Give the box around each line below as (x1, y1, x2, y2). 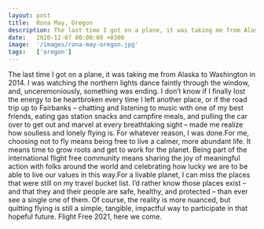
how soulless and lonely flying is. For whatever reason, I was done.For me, (8, 128, 250, 138)
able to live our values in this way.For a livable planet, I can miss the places (8, 170, 251, 179)
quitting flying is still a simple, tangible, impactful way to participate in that (8, 204, 248, 212)
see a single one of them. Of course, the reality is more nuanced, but (8, 195, 231, 205)
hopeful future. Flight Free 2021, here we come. (8, 212, 163, 221)
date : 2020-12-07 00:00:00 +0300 (8, 33, 125, 42)
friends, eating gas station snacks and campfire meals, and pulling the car (8, 112, 248, 120)
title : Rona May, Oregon (8, 19, 93, 27)
